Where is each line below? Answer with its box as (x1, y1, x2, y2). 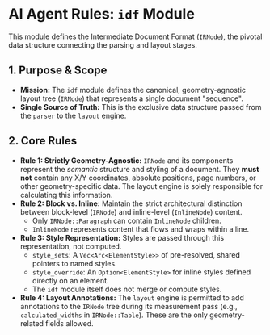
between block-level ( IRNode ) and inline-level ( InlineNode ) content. (19, 207, 243, 216)
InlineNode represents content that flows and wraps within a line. (32, 224, 249, 234)
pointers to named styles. (32, 258, 117, 268)
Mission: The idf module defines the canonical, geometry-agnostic (19, 85, 247, 94)
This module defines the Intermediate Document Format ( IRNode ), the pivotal (8, 31, 263, 41)
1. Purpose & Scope (8, 64, 108, 77)
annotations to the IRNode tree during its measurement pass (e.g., (19, 301, 238, 311)
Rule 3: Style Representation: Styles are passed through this (19, 232, 225, 242)
